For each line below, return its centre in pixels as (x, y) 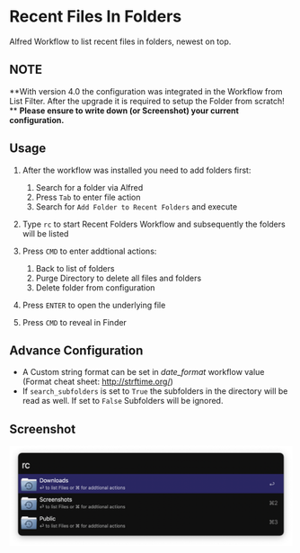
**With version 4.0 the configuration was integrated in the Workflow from (146, 91)
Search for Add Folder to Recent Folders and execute (137, 206)
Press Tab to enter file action (88, 197)
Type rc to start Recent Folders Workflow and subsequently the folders (154, 224)
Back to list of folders (75, 268)
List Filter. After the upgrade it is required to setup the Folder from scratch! (147, 101)
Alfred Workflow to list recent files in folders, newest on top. (120, 41)
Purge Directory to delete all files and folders (119, 278)
